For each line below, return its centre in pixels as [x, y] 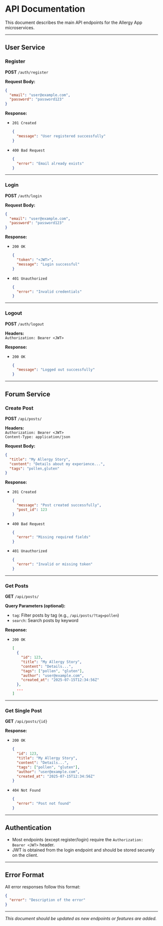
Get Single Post [24, 711]
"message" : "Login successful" [48, 264]
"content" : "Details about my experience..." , [57, 464]
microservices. [20, 27]
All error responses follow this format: [43, 887]
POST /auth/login [24, 195]
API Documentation [45, 9]
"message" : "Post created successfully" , [59, 505]
